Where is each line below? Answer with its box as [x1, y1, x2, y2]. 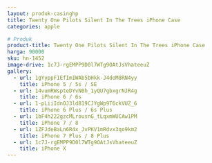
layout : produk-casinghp [7, 10, 79, 17]
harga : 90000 [7, 49, 45, 55]
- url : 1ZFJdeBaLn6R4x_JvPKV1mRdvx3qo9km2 [13, 126, 137, 132]
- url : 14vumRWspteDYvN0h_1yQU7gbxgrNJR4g [13, 87, 137, 94]
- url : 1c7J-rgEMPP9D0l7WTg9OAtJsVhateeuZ [13, 139, 137, 146]
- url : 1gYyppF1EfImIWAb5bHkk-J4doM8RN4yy [13, 74, 137, 81]
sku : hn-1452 [7, 55, 45, 62]
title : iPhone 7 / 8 [19, 119, 79, 126]
